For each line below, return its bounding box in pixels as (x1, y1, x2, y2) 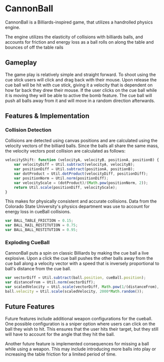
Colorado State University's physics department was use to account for (5, 204, 150, 209)
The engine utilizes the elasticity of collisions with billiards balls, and (5, 34, 143, 40)
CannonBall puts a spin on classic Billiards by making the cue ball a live (5, 250, 149, 256)
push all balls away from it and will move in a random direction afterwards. (5, 98, 156, 103)
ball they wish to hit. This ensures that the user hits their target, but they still (5, 326, 159, 332)
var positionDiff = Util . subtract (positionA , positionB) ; (14, 167, 135, 172)
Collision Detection (5, 127, 52, 133)
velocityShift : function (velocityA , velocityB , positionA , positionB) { (5, 157, 160, 162)
